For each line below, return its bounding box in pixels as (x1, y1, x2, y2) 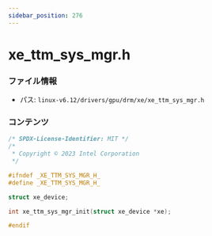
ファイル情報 (8, 75, 58, 86)
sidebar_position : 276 (8, 11, 83, 20)
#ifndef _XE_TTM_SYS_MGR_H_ (8, 171, 101, 179)
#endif (8, 222, 30, 230)
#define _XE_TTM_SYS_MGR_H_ (8, 179, 101, 187)
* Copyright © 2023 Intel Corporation (11, 150, 140, 158)
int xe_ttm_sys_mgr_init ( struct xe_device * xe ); (8, 207, 172, 215)
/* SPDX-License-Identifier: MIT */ (8, 135, 129, 143)
